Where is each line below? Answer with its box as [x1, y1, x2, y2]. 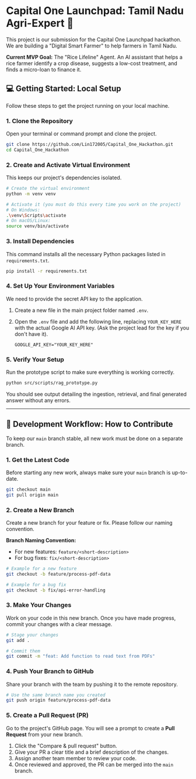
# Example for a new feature [6, 566, 77, 572]
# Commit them [6, 648, 41, 654]
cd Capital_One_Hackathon [6, 147, 69, 153]
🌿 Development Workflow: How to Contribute [6, 419, 173, 429]
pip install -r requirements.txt [6, 268, 87, 274]
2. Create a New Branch [6, 506, 75, 514]
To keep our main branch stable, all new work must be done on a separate [6, 435, 183, 442]
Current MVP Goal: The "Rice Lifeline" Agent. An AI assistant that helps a [6, 53, 183, 60]
